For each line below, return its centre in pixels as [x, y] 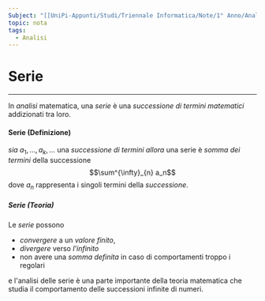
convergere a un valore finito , [67, 240]
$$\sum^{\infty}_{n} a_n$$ [132, 173]
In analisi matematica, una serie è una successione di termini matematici [126, 106]
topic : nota [28, 23]
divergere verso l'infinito [59, 248]
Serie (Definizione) [39, 132]
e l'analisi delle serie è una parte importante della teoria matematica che [125, 280]
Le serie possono [36, 224]
